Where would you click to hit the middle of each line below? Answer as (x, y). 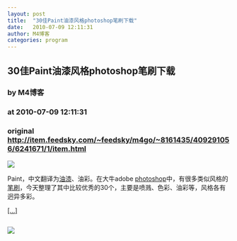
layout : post (27, 14)
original (21, 131)
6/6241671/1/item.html (47, 149)
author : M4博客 (29, 34)
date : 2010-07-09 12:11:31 (50, 27)
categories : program (38, 40)
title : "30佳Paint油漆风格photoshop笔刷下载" (73, 21)
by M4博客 (26, 93)
